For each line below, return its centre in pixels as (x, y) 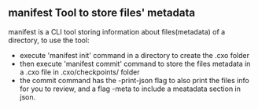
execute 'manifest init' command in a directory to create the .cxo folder (135, 55)
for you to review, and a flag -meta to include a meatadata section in (130, 89)
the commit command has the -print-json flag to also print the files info (134, 80)
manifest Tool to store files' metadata (101, 13)
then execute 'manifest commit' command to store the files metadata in (135, 64)
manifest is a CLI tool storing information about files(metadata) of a (117, 31)
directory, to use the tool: (49, 40)
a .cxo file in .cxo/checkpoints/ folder (79, 72)
